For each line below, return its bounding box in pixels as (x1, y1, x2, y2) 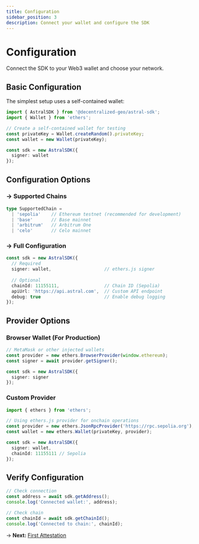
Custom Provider (6, 393, 56, 402)
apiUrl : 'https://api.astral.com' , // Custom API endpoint (11, 288, 163, 294)
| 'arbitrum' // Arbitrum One (11, 222, 92, 228)
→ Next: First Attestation (6, 532, 67, 539)
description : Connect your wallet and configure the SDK (6, 20, 150, 25)
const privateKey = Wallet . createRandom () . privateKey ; (6, 131, 145, 137)
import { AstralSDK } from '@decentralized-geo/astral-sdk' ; (6, 109, 161, 116)
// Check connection (6, 488, 57, 494)
